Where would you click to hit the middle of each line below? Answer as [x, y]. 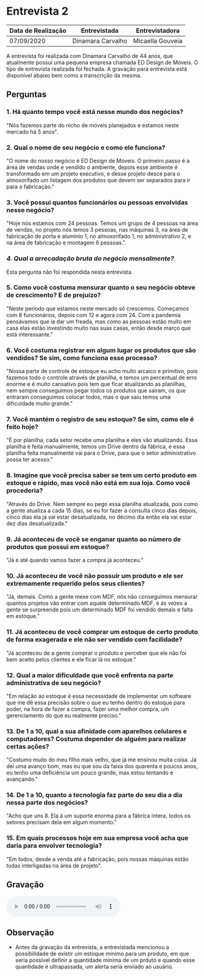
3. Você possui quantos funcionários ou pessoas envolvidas [97, 202]
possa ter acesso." [30, 460]
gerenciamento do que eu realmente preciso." [64, 715]
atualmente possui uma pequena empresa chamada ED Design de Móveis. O [102, 62]
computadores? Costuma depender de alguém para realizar [97, 739]
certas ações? [28, 746]
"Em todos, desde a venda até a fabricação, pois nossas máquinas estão [97, 859]
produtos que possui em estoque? [58, 547]
